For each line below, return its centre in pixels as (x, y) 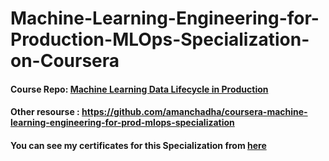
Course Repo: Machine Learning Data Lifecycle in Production (139, 89)
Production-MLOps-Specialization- (160, 39)
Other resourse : (45, 112)
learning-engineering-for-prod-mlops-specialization (122, 123)
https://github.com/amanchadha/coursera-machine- (194, 112)
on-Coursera (65, 61)
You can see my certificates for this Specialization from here (138, 145)
